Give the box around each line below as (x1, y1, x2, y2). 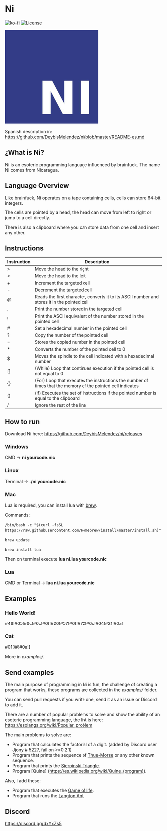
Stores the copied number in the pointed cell (34, 339, 126, 345)
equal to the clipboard (34, 395, 80, 401)
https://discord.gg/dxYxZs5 (5, 820, 62, 826)
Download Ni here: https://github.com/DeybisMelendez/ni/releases (5, 431, 143, 437)
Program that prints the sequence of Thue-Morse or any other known (12, 752, 155, 758)
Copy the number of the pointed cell (34, 332, 109, 338)
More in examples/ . (5, 654, 45, 660)
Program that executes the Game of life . (12, 787, 94, 794)
